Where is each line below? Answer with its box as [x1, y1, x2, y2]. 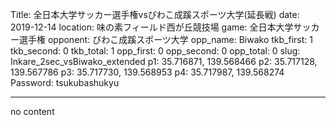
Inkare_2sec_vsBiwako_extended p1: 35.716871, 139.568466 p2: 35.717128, [10, 56, 318, 67]
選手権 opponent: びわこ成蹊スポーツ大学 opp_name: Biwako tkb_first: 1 [18, 34, 313, 45]
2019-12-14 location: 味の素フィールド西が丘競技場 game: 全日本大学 [10, 21, 294, 33]
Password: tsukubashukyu [10, 77, 120, 88]
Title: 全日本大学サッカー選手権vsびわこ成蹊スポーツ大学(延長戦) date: [10, 9, 300, 20]
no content [10, 106, 55, 117]
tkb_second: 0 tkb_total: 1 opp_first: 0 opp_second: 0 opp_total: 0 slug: [10, 45, 301, 57]
